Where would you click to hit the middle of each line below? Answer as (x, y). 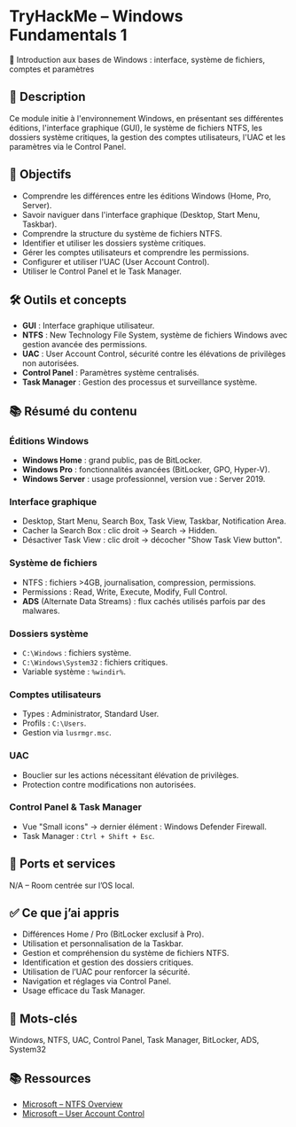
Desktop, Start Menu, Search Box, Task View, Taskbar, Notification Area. (154, 521)
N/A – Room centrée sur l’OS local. (72, 885)
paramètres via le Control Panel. (68, 146)
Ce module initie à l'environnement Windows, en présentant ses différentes (146, 118)
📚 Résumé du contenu (73, 411)
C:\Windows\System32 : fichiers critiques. (95, 662)
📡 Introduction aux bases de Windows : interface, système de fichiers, (137, 59)
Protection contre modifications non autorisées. (109, 784)
